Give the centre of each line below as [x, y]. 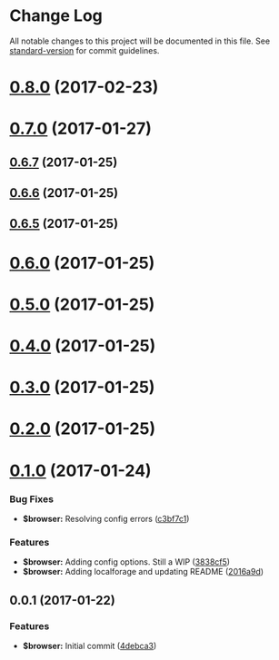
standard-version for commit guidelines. [85, 50]
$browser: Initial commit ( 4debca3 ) [90, 645]
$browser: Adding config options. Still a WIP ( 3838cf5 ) [126, 562]
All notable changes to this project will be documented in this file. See [140, 41]
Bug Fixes [32, 498]
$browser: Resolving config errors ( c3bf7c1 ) [106, 518]
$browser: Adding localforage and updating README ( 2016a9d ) [143, 572]
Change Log [56, 16]
